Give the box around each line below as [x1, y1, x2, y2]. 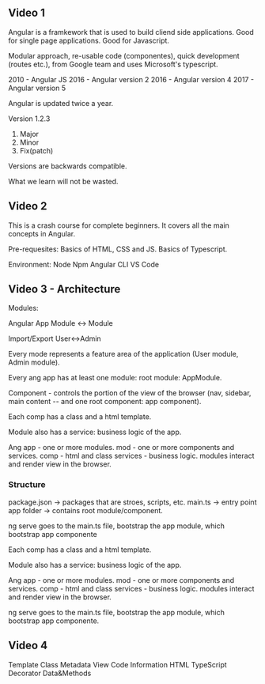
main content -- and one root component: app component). [8, 397, 202, 406]
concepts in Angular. [8, 229, 76, 238]
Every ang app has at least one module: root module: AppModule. [8, 373, 222, 383]
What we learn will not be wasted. [8, 176, 119, 186]
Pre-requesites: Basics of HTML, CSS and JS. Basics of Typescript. [8, 244, 228, 254]
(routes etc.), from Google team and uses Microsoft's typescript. [8, 59, 219, 69]
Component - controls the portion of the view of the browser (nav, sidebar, [8, 388, 252, 398]
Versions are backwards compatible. [8, 161, 128, 171]
